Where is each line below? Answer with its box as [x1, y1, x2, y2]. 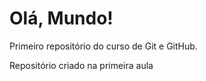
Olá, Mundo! [9, 7, 114, 30]
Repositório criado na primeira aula [9, 59, 154, 71]
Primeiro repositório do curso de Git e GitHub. [9, 40, 198, 52]
